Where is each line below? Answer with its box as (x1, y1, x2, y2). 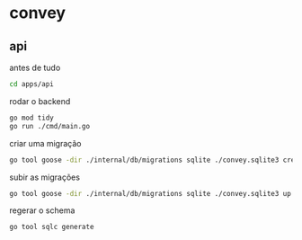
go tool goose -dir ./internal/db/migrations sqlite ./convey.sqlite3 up (9, 189, 292, 198)
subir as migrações (9, 172, 81, 182)
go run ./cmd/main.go (9, 121, 91, 130)
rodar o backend (9, 95, 71, 106)
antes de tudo (9, 62, 61, 73)
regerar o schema (9, 205, 75, 216)
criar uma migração (9, 138, 82, 148)
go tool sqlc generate (9, 223, 94, 232)
